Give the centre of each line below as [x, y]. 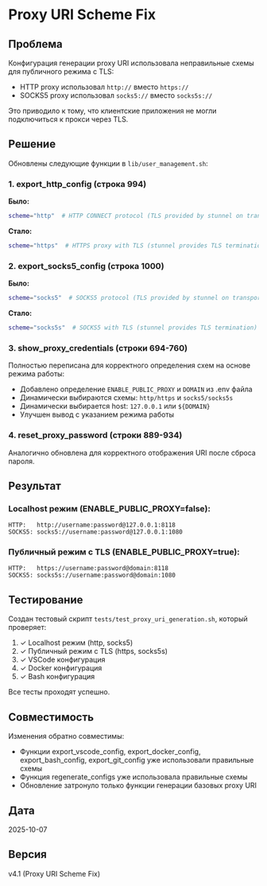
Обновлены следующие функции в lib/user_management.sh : [108, 163]
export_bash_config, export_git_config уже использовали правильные [137, 760]
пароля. [21, 461]
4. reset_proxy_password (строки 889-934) [95, 435]
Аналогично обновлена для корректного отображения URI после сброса [132, 453]
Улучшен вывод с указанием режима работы [97, 414]
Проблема [36, 44]
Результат [35, 486]
